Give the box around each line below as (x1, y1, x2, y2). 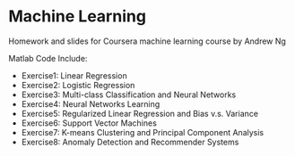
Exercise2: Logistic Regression (21, 79, 135, 90)
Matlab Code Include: (8, 53, 88, 63)
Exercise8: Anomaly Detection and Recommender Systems (21, 136, 239, 147)
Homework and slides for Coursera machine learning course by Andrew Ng (8, 36, 286, 46)
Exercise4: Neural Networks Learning (21, 98, 161, 109)
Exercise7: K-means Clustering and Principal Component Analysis (21, 127, 265, 137)
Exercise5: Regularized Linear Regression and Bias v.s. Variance (21, 108, 259, 119)
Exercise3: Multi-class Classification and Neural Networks (21, 89, 237, 100)
